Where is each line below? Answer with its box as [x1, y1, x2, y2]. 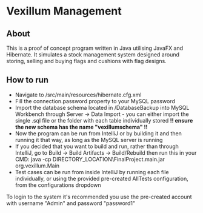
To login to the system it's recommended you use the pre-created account [6, 193, 192, 200]
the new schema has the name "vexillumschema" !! [15, 123, 148, 130]
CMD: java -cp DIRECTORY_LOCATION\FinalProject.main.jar [15, 155, 165, 163]
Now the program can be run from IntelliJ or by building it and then [15, 129, 182, 137]
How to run [6, 75, 49, 86]
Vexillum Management [6, 4, 122, 18]
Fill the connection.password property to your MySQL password [15, 97, 176, 104]
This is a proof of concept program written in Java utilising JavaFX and [6, 44, 184, 52]
